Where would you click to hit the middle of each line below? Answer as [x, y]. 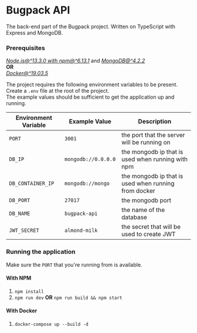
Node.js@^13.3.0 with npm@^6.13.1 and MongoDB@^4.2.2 [76, 61]
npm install [29, 291]
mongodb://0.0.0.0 [90, 159]
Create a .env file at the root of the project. [58, 91]
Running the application [41, 252]
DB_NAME [20, 214]
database [134, 217]
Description [155, 122]
